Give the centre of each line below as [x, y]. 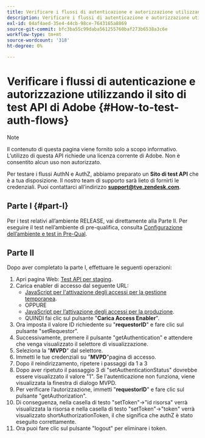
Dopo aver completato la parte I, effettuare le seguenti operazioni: [89, 267]
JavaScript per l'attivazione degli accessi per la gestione [96, 292]
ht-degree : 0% [25, 46]
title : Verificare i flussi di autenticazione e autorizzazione [90, 12]
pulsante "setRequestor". [47, 331]
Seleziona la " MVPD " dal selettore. [59, 351]
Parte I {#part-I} [38, 206]
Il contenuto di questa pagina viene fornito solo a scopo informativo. [92, 149]
